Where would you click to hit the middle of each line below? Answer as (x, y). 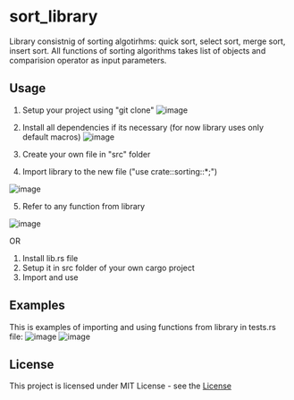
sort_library (54, 17)
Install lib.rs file (50, 258)
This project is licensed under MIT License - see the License (121, 386)
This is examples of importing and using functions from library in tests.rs (143, 327)
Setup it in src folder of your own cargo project (108, 268)
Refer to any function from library (84, 206)
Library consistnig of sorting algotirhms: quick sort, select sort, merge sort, (147, 41)
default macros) (51, 137)
